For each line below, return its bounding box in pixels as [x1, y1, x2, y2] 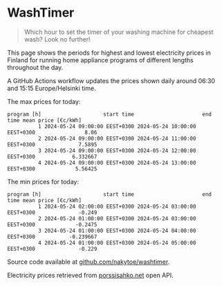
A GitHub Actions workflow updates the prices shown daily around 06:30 [7, 76, 216, 84]
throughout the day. [7, 63, 64, 71]
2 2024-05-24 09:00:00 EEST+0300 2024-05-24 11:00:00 [37, 135, 196, 142]
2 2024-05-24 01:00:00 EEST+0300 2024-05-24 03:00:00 [37, 215, 196, 222]
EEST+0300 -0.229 [7, 245, 98, 252]
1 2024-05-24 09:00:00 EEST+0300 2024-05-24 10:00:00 [37, 123, 196, 129]
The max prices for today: [7, 97, 81, 105]
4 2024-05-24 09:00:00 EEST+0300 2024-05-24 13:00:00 [37, 159, 196, 166]
